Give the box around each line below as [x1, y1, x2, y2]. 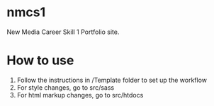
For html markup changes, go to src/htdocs [16, 90, 144, 99]
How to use [6, 52, 74, 69]
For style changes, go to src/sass [16, 83, 115, 92]
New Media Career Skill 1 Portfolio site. [6, 28, 120, 36]
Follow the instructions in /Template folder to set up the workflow [16, 76, 207, 84]
